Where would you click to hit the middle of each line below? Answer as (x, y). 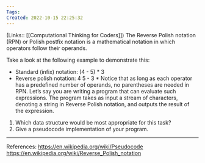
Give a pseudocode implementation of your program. (82, 129)
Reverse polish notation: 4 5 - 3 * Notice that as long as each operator (104, 78)
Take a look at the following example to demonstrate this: (78, 60)
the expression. (34, 110)
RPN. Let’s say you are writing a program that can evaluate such (95, 91)
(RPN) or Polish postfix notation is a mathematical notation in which (91, 42)
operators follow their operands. (47, 48)
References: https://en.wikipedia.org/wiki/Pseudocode (75, 147)
